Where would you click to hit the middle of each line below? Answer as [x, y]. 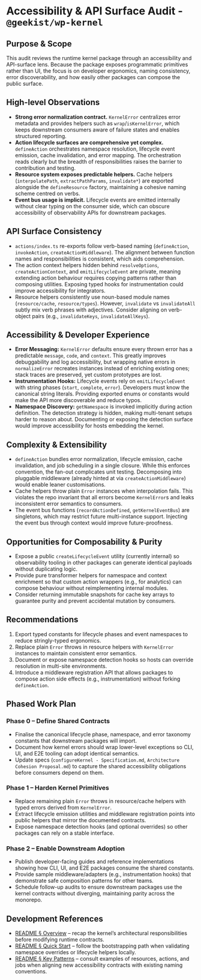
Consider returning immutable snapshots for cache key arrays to [95, 595]
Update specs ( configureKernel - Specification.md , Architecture [97, 760]
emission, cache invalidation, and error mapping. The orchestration [98, 155]
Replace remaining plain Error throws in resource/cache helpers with [100, 801]
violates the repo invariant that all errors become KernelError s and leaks [104, 498]
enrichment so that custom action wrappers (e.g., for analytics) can [98, 582]
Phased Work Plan [41, 704]
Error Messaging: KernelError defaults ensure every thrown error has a [104, 349]
